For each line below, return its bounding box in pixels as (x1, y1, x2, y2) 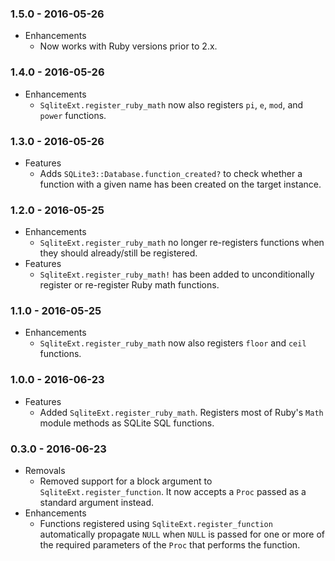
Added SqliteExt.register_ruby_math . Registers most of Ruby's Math (39, 406, 324, 418)
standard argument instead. (39, 497, 154, 509)
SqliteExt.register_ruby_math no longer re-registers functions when (39, 237, 325, 249)
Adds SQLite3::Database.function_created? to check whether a (39, 167, 303, 179)
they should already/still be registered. (39, 247, 198, 259)
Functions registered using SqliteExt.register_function (39, 518, 273, 530)
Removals (24, 465, 66, 477)
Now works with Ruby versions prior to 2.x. (39, 40, 218, 52)
